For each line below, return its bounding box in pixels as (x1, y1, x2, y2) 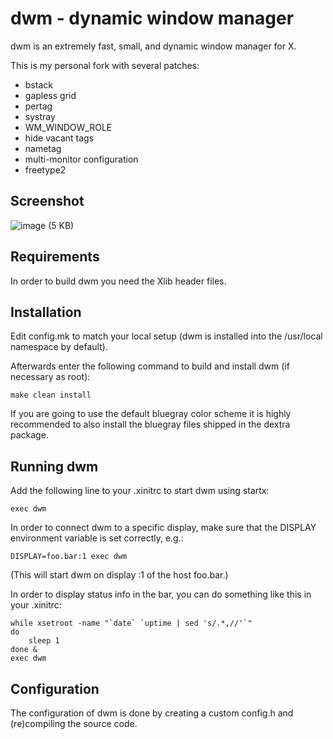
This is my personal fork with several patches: (10, 59, 200, 71)
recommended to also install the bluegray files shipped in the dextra (10, 418, 291, 431)
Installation (10, 303, 82, 321)
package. (10, 429, 49, 441)
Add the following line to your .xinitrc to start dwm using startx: (10, 485, 270, 497)
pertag (24, 100, 53, 112)
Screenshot (10, 193, 85, 210)
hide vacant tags (24, 132, 95, 144)
